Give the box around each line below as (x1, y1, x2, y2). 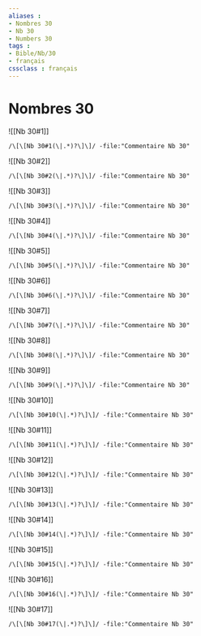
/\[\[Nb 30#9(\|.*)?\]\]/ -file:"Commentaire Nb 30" (8, 381, 190, 389)
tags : (8, 42, 31, 50)
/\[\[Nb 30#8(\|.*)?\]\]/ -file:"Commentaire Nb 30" (8, 351, 190, 359)
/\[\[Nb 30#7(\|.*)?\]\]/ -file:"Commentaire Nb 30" (8, 321, 190, 329)
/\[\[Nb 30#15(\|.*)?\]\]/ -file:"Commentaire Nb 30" (8, 560, 195, 568)
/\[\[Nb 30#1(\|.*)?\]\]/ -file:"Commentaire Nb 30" (8, 142, 190, 150)
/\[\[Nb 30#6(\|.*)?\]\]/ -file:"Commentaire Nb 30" (8, 291, 190, 300)
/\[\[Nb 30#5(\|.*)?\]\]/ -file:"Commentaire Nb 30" (8, 261, 190, 270)
